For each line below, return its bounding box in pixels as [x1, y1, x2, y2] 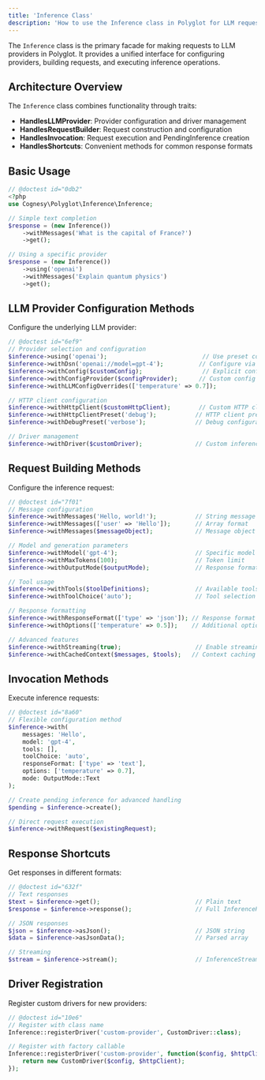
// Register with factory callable [8, 1043, 125, 1051]
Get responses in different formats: [8, 868, 122, 877]
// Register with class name [8, 1021, 104, 1029]
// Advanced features [8, 636, 80, 643]
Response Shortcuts [8, 846, 111, 861]
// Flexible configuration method [8, 716, 122, 724]
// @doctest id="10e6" [8, 1014, 83, 1022]
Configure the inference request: [8, 482, 114, 492]
